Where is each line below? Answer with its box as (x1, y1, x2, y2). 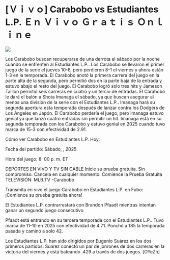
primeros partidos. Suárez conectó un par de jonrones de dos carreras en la (5, 243, 165, 249)
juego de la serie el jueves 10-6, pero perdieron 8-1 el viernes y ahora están (5, 66, 164, 73)
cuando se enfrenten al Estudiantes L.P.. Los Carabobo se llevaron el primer (5, 61, 164, 67)
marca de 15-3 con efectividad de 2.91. (5, 126, 88, 132)
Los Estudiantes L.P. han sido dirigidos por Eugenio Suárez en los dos (5, 238, 152, 244)
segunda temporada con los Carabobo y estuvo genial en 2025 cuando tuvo (5, 121, 165, 127)
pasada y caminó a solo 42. (5, 228, 64, 234)
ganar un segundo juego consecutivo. (5, 207, 85, 213)
